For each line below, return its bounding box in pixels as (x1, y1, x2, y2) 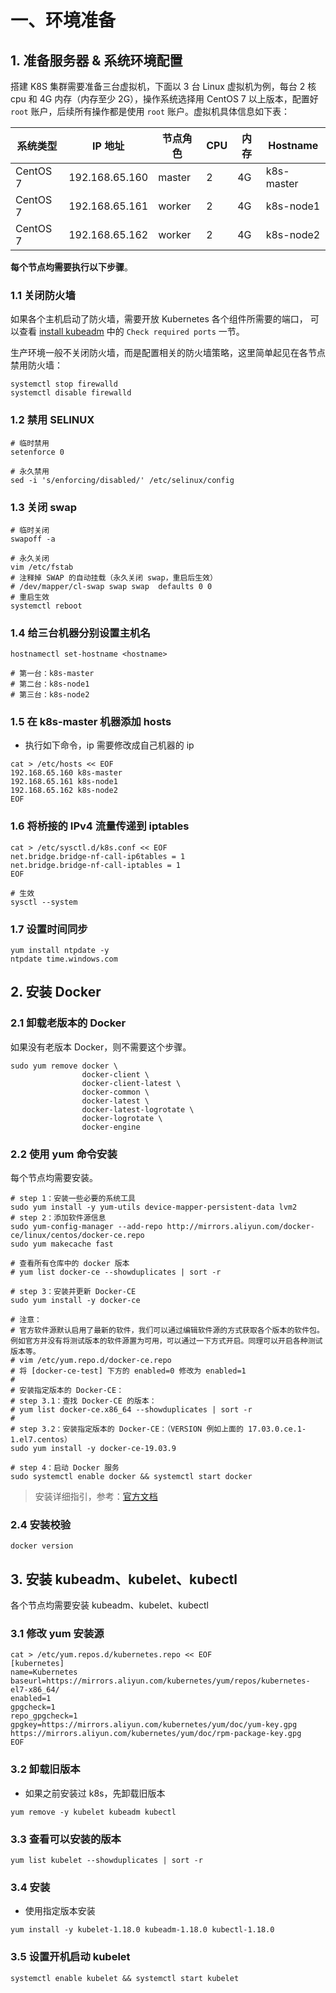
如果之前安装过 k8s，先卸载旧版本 (24, 1787, 166, 1799)
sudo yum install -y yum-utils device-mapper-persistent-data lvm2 (10, 1202, 298, 1213)
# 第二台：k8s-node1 (10, 679, 90, 690)
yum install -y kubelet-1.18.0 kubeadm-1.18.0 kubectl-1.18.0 (10, 1925, 275, 1935)
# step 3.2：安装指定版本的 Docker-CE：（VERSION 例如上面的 (10, 1424, 244, 1435)
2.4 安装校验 (10, 1517, 72, 1531)
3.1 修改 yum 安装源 (10, 1627, 105, 1641)
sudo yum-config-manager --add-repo (10, 1222, 163, 1232)
